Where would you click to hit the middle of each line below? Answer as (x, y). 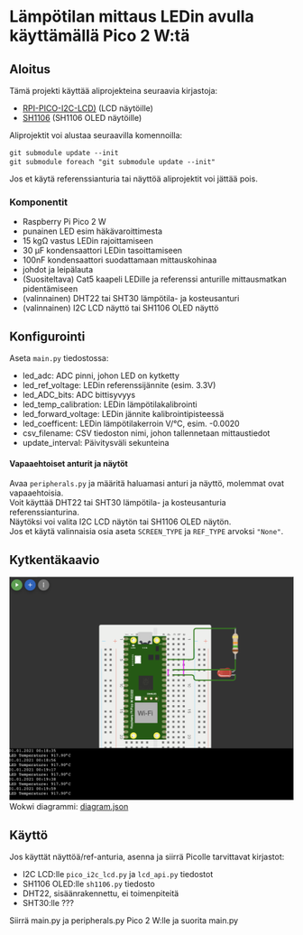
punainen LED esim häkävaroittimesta (92, 231)
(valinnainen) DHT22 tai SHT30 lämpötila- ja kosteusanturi (131, 299)
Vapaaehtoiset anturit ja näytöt (69, 463)
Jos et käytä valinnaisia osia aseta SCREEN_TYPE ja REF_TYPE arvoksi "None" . (147, 532)
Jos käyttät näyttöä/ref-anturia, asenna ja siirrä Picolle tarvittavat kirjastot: (147, 857)
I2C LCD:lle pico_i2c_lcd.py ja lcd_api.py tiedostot (118, 875)
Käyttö (28, 835)
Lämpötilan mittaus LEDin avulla (132, 17)
